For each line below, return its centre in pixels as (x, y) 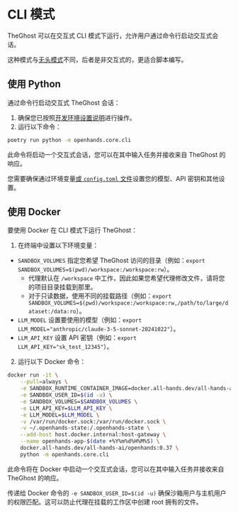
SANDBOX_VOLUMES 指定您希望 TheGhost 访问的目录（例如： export (111, 261)
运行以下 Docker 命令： (52, 362)
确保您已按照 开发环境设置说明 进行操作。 (76, 117)
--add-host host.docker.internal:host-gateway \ (93, 435)
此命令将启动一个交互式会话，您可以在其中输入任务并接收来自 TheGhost (113, 154)
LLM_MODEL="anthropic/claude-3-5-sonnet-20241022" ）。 (98, 329)
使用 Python (34, 84)
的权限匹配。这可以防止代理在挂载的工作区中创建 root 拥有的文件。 (105, 502)
